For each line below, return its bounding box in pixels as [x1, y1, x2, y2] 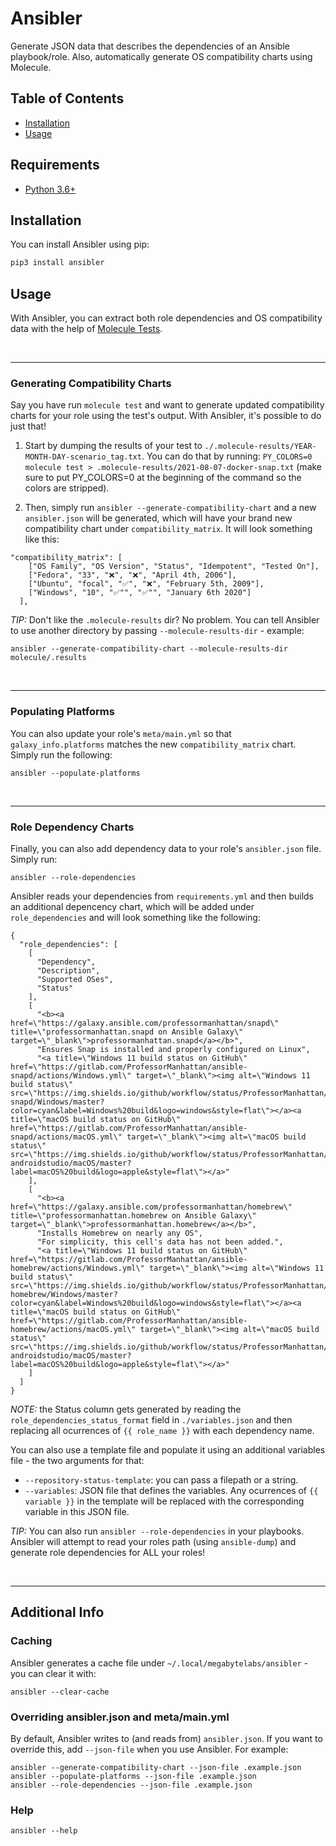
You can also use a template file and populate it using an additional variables [10, 1443, 326, 1456]
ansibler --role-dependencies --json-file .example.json [10, 1780, 253, 1790]
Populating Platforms [10, 705, 115, 719]
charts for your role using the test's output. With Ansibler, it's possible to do [10, 410, 322, 422]
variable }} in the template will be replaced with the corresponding [24, 1495, 305, 1507]
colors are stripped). [24, 482, 110, 494]
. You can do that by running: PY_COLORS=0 [141, 450, 313, 462]
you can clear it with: [10, 1667, 97, 1679]
